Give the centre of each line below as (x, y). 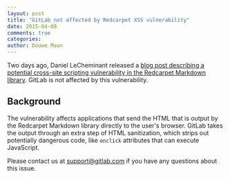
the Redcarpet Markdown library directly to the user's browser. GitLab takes (115, 126)
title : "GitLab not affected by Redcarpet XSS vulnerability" (98, 20)
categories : (24, 39)
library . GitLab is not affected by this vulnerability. (78, 80)
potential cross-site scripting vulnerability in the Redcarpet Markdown (106, 72)
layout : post (26, 13)
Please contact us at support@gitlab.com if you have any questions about (112, 161)
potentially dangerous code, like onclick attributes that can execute (103, 140)
